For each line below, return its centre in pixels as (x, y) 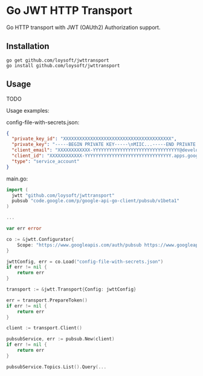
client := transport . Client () (44, 328)
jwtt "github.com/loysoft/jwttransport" (63, 195)
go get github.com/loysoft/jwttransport (58, 60)
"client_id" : (28, 156)
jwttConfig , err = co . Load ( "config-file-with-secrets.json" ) (85, 262)
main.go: (17, 179)
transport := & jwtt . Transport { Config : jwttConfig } (71, 289)
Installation (28, 46)
